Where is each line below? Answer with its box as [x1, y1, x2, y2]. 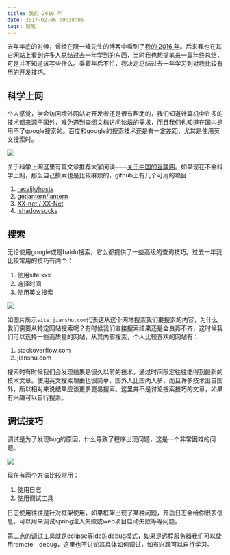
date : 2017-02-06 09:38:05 [7, 16, 84, 23]
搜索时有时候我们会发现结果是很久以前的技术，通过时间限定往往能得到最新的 [7, 368, 223, 375]
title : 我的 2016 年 [7, 10, 63, 17]
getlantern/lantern [16, 193, 68, 201]
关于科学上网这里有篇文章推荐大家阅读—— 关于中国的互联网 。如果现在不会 [7, 162, 217, 171]
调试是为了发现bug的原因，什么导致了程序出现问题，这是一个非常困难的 [7, 434, 210, 443]
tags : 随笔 [7, 23, 36, 29]
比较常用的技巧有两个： [7, 256, 73, 264]
